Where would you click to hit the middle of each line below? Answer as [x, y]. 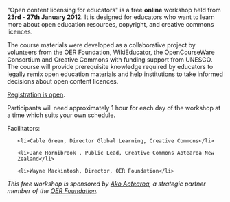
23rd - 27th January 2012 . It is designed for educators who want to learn [111, 17]
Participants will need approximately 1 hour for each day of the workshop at [114, 108]
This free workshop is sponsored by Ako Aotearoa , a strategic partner [106, 184]
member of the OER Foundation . [53, 191]
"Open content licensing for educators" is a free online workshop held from [114, 10]
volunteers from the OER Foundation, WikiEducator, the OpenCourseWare [111, 52]
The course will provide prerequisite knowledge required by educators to [110, 67]
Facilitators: [23, 128]
